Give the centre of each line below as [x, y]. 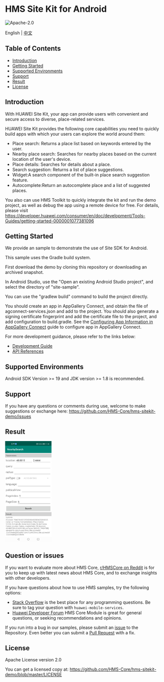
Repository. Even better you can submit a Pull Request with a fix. [70, 632]
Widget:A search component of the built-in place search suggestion [81, 175]
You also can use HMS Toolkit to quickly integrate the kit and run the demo [81, 200]
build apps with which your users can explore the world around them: [75, 134]
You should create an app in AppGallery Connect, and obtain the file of [77, 306]
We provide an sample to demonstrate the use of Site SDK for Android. [77, 248]
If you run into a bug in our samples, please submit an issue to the [72, 627]
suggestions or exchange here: [36, 411]
